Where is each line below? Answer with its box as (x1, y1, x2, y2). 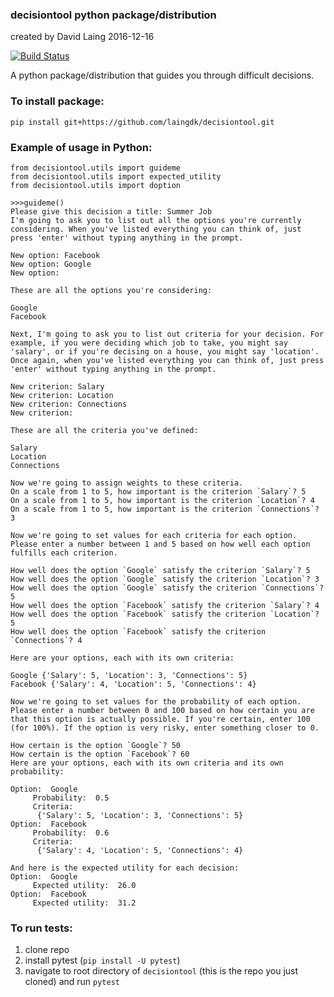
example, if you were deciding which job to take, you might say (10, 338, 288, 348)
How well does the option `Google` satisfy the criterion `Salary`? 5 (10, 565, 311, 575)
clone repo (24, 944, 70, 956)
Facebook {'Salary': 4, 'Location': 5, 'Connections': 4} (10, 679, 257, 689)
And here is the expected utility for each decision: (10, 863, 240, 873)
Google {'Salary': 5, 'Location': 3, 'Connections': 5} (10, 670, 248, 680)
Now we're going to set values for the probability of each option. (10, 696, 302, 707)
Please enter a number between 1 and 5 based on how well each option (10, 539, 311, 549)
